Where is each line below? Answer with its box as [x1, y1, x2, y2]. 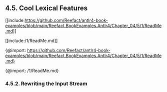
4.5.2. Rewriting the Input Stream [5, 80, 87, 87]
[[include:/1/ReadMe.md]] [5, 37, 58, 43]
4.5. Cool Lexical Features [5, 4, 88, 12]
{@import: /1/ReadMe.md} [5, 67, 59, 73]
